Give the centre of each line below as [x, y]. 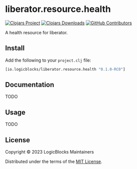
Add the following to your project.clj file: [48, 60]
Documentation [30, 85]
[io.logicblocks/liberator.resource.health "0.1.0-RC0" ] [65, 69]
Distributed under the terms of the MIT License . [54, 162]
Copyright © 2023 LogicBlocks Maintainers [50, 152]
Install [15, 48]
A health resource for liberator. [36, 32]
